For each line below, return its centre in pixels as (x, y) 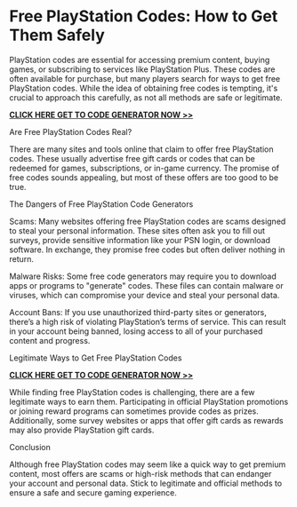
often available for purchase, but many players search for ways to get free (145, 78)
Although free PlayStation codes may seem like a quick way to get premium (148, 464)
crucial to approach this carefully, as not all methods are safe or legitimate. (146, 97)
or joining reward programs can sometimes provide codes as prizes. (134, 411)
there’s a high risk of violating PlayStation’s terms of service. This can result (148, 321)
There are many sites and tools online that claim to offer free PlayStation (141, 149)
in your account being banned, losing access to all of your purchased (136, 331)
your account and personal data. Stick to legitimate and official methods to (146, 483)
